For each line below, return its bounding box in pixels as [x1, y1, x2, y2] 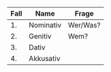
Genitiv [29, 32, 52, 40]
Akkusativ [29, 54, 61, 63]
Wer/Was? [67, 21, 101, 29]
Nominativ [29, 21, 62, 29]
